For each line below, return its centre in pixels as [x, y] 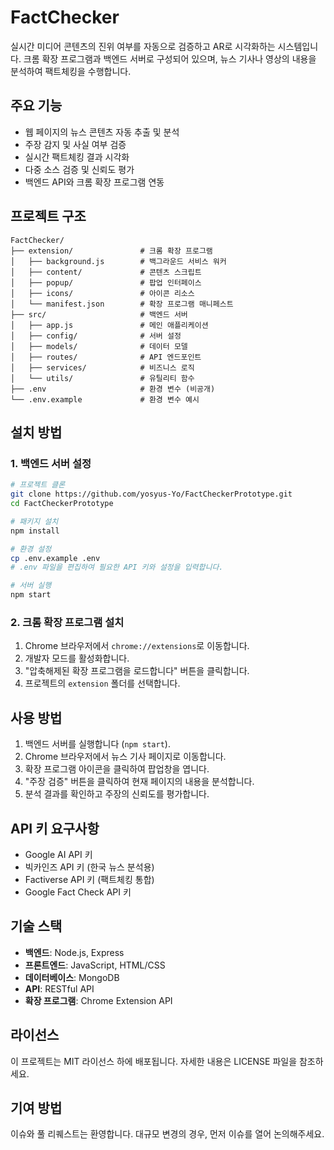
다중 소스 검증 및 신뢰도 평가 [79, 169]
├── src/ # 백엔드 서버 [99, 314]
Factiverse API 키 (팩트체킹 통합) [89, 879]
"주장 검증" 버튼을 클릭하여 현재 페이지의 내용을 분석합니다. [139, 782]
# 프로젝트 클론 [38, 485]
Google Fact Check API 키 [78, 892]
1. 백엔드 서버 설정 [51, 463]
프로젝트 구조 [48, 216]
